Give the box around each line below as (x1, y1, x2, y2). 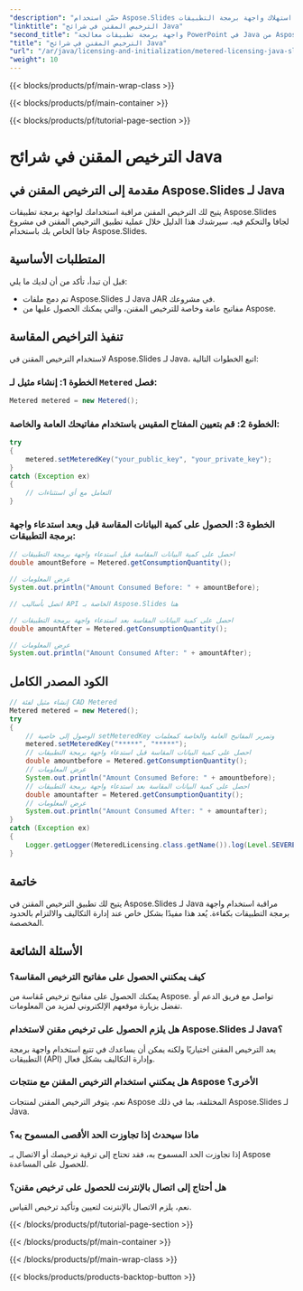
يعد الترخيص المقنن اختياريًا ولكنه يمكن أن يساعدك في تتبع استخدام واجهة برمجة (9, 1043, 277, 1054)
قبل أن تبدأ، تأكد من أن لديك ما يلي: (9, 276, 128, 286)
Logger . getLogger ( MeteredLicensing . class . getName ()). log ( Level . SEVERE (25, 840, 297, 849)
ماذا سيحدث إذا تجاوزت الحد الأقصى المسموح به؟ (9, 1128, 199, 1141)
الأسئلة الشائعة (9, 943, 83, 959)
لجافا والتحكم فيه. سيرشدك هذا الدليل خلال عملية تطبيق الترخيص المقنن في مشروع (9, 216, 290, 227)
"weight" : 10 (9, 55, 59, 64)
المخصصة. (9, 917, 45, 928)
